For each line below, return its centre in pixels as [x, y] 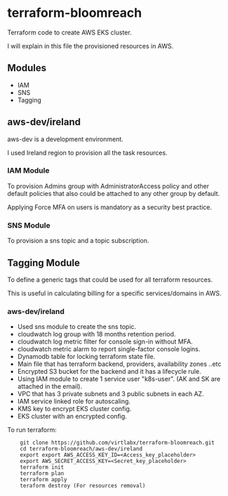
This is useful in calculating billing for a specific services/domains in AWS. [115, 293]
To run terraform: [32, 430]
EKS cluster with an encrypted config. [72, 417]
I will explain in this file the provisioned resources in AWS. [90, 46]
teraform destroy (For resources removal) [83, 486]
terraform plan [42, 474]
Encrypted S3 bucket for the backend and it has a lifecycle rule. [109, 372]
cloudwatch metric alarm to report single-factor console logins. [109, 349]
